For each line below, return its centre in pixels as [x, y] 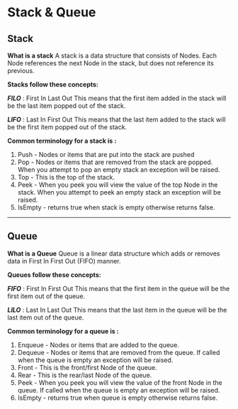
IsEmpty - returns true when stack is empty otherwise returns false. [116, 207]
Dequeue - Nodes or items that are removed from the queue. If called [119, 352]
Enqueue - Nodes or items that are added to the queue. [98, 344]
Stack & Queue [52, 12]
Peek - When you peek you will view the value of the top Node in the [118, 185]
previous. [21, 71]
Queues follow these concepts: [54, 275]
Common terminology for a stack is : [62, 141]
